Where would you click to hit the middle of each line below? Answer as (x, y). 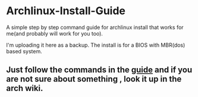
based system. (24, 51)
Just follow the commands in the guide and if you (99, 70)
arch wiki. (25, 88)
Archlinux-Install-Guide (66, 11)
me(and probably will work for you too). (54, 33)
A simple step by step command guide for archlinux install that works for (95, 27)
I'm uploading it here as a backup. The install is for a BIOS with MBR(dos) (96, 45)
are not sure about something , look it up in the (94, 79)
